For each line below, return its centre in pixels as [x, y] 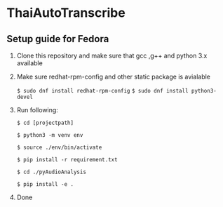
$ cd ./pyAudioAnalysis [52, 172]
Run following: [38, 110]
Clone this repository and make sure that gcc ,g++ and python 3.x [112, 55]
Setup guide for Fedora [58, 39]
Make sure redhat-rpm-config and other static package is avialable [114, 76]
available [29, 63]
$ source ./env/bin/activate [59, 147]
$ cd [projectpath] [45, 123]
